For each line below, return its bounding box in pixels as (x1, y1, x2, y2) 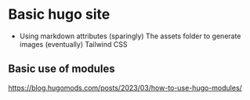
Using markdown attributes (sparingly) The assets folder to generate (19, 31, 241, 41)
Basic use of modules (8, 62, 115, 76)
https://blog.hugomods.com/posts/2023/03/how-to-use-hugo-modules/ (8, 83, 243, 92)
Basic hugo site (8, 5, 111, 23)
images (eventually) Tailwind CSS (19, 39, 128, 48)
